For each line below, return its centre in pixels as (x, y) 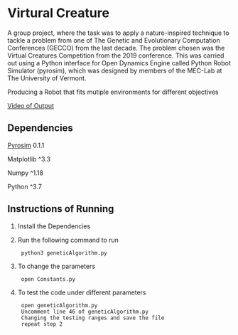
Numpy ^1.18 (26, 173)
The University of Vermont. (47, 78)
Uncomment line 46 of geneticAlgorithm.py (85, 312)
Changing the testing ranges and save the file (93, 318)
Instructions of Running (61, 209)
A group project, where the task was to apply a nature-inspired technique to (118, 33)
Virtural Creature (59, 13)
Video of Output (31, 105)
